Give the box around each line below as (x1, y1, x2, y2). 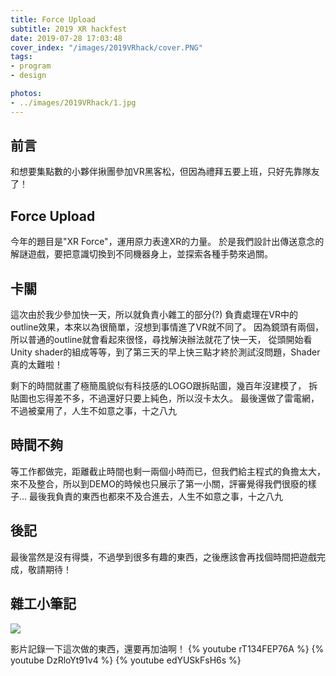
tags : (10, 52, 33, 62)
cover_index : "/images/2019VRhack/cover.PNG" (10, 42, 203, 53)
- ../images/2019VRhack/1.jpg (10, 97, 137, 108)
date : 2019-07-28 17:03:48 (10, 33, 123, 43)
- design (10, 71, 47, 81)
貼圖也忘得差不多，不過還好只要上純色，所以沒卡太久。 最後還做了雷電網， (10, 392, 320, 405)
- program (10, 61, 52, 71)
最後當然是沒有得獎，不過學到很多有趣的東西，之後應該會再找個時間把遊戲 (10, 551, 317, 563)
